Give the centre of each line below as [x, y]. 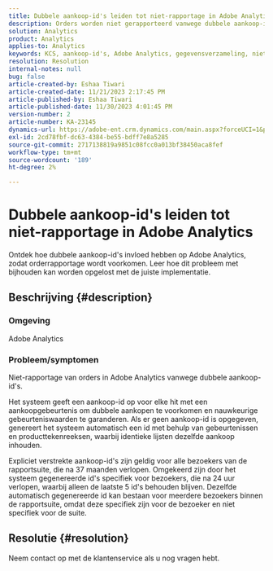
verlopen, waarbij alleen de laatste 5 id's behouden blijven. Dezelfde [123, 487]
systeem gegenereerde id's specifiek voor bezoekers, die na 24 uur [122, 478]
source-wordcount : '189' [50, 160]
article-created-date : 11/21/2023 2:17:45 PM [87, 92]
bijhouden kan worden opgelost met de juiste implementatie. [110, 272]
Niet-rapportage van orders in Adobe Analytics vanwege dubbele [118, 378]
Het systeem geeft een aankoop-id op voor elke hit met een [108, 402]
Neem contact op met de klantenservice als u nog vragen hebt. [114, 558]
